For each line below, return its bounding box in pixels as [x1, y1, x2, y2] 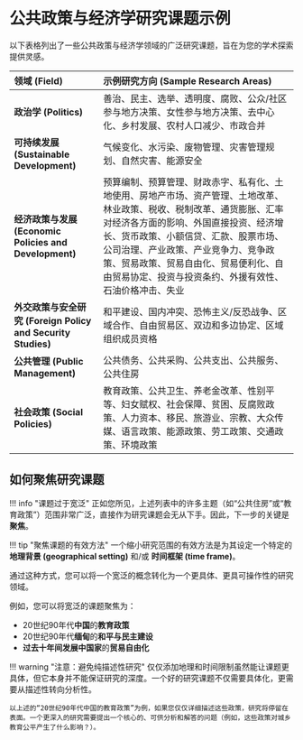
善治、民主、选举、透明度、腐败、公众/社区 [103, 92, 288, 105]
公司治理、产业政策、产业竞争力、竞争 [103, 243, 266, 255]
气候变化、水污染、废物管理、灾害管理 [103, 141, 266, 153]
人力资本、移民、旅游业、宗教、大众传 [121, 412, 284, 424]
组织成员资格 [103, 332, 158, 345]
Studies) [14, 338, 51, 350]
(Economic [14, 225, 61, 237]
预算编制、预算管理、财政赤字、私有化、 [103, 175, 275, 188]
